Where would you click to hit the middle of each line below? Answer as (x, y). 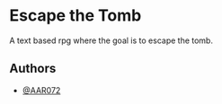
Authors (33, 69)
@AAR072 (41, 90)
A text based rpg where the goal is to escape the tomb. (111, 40)
